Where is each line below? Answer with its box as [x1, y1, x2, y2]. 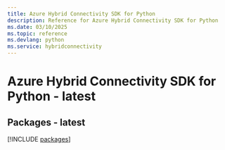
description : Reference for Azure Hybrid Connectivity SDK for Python [7, 17, 219, 24]
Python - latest [7, 89, 96, 104]
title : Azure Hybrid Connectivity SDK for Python [7, 10, 156, 18]
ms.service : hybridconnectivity [7, 43, 102, 50]
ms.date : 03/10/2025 [7, 23, 68, 30]
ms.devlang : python [7, 37, 65, 44]
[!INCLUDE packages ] [7, 135, 71, 143]
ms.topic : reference [7, 30, 68, 37]
